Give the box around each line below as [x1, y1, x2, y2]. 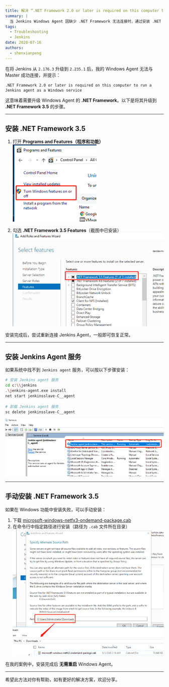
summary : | [5, 13, 28, 19]
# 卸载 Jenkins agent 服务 [5, 404, 59, 409]
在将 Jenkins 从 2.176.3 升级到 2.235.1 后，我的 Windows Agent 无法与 [5, 65, 153, 72]
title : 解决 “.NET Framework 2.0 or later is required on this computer [5, 8, 159, 13]
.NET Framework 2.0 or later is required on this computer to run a [5, 83, 152, 88]
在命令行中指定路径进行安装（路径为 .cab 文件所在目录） [12, 523, 130, 529]
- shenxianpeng [10, 50, 42, 55]
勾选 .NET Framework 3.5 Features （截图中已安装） [12, 227, 122, 234]
